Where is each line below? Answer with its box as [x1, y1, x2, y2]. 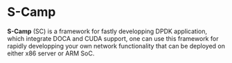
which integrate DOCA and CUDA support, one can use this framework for [7, 34, 219, 42]
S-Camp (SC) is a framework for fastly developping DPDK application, [7, 27, 208, 35]
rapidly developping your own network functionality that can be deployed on [7, 42, 226, 50]
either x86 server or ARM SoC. [7, 49, 95, 57]
